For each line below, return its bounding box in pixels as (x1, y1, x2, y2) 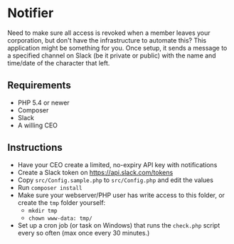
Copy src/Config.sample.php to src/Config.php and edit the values (17, 176, 213, 184)
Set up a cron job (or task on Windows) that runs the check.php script (17, 221, 220, 229)
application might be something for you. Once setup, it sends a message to (7, 43, 228, 52)
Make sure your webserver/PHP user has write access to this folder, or (17, 191, 225, 199)
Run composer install (17, 183, 83, 191)
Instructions (7, 142, 63, 154)
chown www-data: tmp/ (28, 215, 92, 222)
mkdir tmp (28, 207, 58, 214)
